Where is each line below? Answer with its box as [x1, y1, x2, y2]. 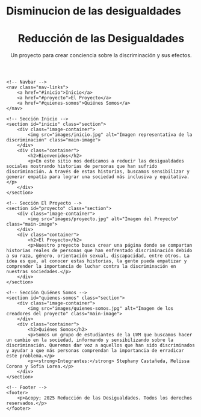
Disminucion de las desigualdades [6, 4, 182, 18]
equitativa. [159, 174, 190, 180]
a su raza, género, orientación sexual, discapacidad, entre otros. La [6, 253, 190, 259]
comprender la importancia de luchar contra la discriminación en [6, 264, 176, 270]
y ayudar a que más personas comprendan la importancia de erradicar [6, 348, 185, 354]
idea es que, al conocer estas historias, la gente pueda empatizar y [6, 258, 187, 264]
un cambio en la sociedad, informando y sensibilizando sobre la [6, 337, 173, 344]
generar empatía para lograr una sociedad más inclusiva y [6, 174, 158, 180]
